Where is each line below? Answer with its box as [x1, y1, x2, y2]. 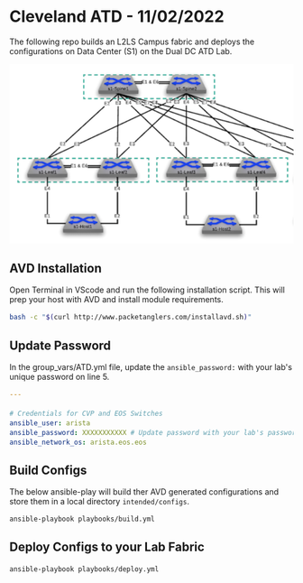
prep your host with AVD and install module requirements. [9, 294, 224, 305]
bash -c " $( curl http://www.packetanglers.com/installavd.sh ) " [9, 313, 252, 322]
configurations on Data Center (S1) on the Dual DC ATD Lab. [9, 45, 233, 56]
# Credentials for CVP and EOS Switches [9, 409, 164, 418]
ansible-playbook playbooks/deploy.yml [9, 564, 160, 574]
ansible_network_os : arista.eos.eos [9, 438, 147, 447]
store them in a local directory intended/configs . [9, 496, 189, 507]
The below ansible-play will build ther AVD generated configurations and [9, 486, 280, 497]
